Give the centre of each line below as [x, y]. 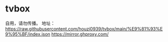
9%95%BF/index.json [28, 34]
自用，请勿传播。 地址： [30, 23]
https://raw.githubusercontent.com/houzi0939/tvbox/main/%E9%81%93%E [84, 28]
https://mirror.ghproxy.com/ [80, 34]
